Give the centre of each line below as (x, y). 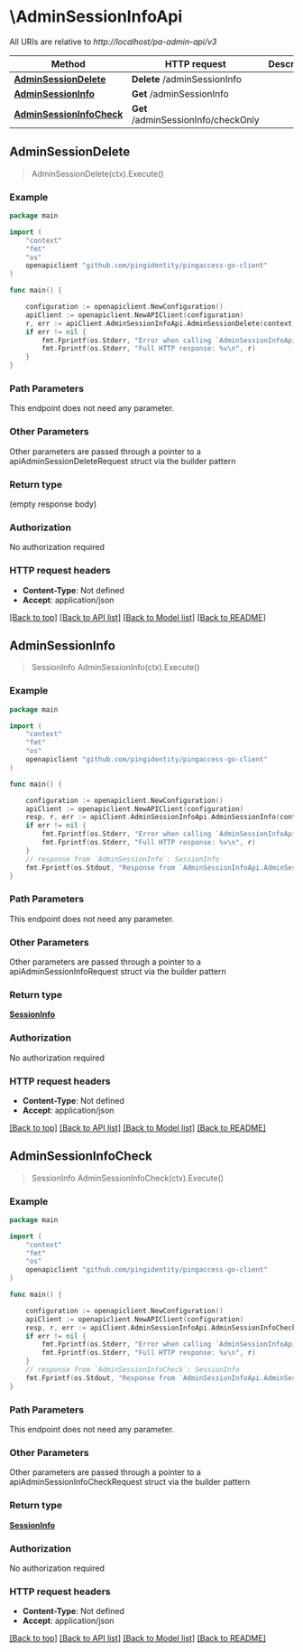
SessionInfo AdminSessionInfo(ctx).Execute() (115, 667)
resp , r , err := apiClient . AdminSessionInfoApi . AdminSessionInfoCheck (161, 1328)
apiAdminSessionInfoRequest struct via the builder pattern (118, 971)
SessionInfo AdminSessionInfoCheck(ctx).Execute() (127, 1178)
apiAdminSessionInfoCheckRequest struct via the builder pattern (130, 1482)
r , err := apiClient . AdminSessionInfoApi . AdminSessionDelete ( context (159, 323)
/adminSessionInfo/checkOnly (195, 119)
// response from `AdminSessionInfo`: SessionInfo (123, 859)
